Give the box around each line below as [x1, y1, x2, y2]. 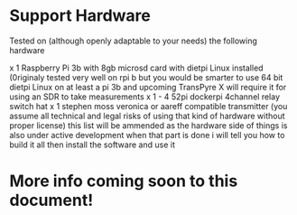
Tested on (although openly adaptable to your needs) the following [9, 35, 257, 46]
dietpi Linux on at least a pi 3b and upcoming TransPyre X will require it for [9, 81, 287, 92]
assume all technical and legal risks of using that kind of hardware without [9, 110, 286, 121]
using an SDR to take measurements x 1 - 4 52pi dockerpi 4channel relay [9, 91, 281, 102]
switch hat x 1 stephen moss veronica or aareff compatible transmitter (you [9, 100, 288, 111]
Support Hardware [9, 5, 152, 26]
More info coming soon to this [9, 171, 238, 192]
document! [9, 191, 94, 210]
